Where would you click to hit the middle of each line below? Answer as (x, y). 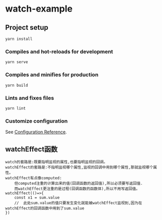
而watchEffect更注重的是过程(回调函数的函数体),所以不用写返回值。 (77, 189)
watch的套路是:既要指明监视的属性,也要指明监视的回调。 (56, 162)
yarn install (19, 39)
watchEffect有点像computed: (34, 178)
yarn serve (17, 62)
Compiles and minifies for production (52, 75)
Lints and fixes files (30, 98)
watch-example (39, 9)
